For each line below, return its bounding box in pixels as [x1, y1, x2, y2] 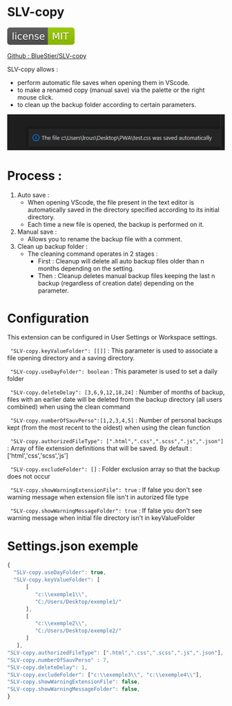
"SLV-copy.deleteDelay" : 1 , [7, 664, 88, 671]
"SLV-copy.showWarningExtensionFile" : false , [7, 678, 140, 685]
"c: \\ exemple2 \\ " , [35, 620, 88, 627]
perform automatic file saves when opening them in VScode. [17, 78, 190, 86]
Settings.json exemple [7, 538, 139, 554]
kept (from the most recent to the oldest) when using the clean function [7, 423, 211, 432]
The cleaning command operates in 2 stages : [27, 250, 158, 258]
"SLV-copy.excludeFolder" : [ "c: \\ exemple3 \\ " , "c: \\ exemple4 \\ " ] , [7, 671, 202, 678]
